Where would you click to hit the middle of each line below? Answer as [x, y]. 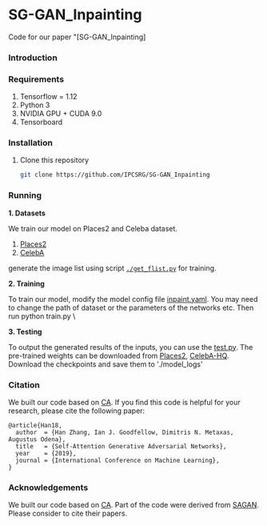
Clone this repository [54, 160]
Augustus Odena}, [37, 439]
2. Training [27, 283]
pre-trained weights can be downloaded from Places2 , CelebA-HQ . [119, 355]
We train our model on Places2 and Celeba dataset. [93, 228]
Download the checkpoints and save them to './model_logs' [106, 364]
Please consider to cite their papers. [68, 513]
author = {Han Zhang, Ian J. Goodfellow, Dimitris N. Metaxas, [125, 432]
